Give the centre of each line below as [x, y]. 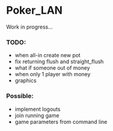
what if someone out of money [52, 68]
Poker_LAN [34, 10]
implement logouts [37, 109]
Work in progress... [29, 27]
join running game [37, 115]
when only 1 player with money [53, 74]
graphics [26, 80]
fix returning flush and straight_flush [59, 62]
